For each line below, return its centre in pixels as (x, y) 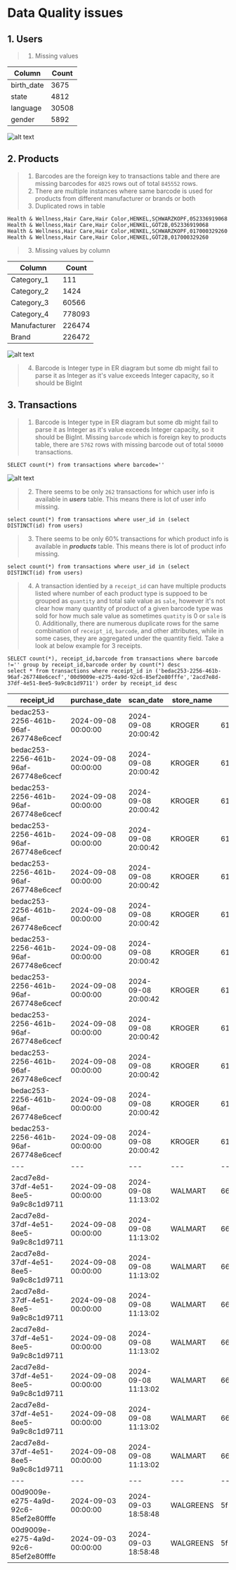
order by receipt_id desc (139, 683)
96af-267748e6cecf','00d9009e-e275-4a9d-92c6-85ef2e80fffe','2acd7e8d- (114, 677)
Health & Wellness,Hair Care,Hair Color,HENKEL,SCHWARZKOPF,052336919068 (118, 219)
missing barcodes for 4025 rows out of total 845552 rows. (116, 183)
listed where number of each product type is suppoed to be (121, 593)
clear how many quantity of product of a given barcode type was (129, 608)
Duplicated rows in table (70, 206)
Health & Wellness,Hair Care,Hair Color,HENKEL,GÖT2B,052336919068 (108, 225)
